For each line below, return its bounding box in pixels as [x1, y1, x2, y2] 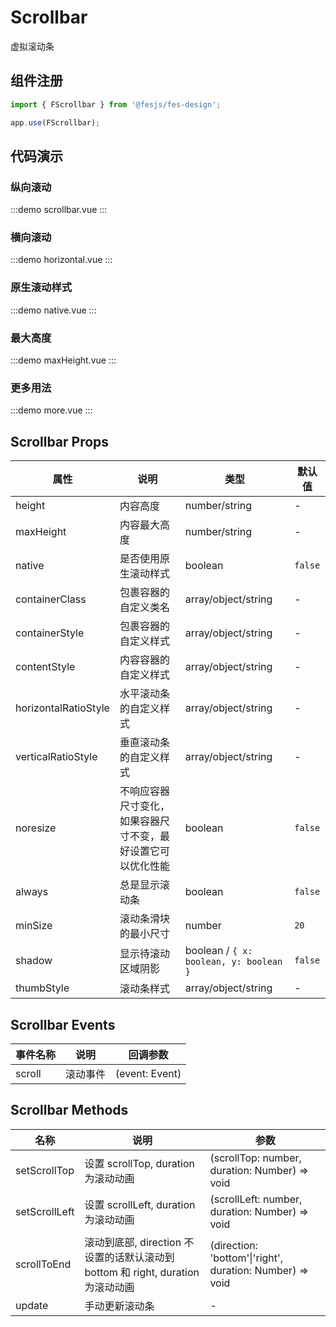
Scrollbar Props [10, 433, 110, 450]
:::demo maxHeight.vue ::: [10, 354, 117, 366]
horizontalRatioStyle [15, 701, 110, 715]
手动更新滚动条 [84, 1299, 155, 1313]
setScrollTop [15, 1163, 75, 1177]
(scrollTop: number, [209, 1151, 302, 1165]
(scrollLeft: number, [209, 1192, 303, 1206]
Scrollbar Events [10, 1016, 116, 1033]
